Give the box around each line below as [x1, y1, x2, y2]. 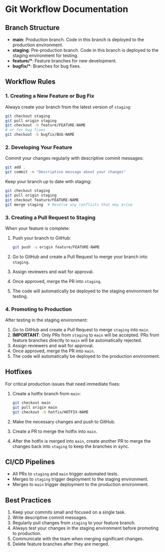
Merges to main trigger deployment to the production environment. [12, 482, 149, 488]
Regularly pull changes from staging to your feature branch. [12, 520, 136, 526]
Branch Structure [5, 23, 60, 32]
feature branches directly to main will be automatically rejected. [12, 337, 142, 343]
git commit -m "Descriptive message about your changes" [5, 170, 126, 175]
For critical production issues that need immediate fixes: [5, 381, 121, 387]
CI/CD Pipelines [5, 458, 55, 466]
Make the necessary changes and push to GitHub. [12, 418, 116, 425]
